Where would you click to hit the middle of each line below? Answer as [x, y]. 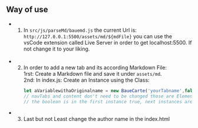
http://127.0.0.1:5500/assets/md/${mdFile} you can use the [98, 36]
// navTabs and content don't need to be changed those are [99, 96]
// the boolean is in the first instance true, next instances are [108, 102]
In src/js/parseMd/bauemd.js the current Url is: [80, 30]
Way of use [27, 10]
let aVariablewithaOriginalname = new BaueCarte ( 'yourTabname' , [104, 90]
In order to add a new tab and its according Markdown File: [95, 68]
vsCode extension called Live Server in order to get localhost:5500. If [108, 42]
